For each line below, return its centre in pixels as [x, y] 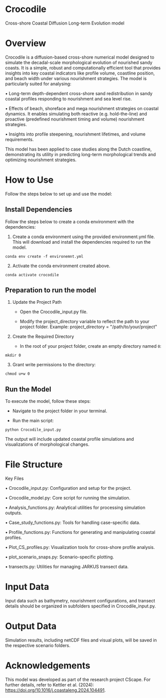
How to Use [29, 180]
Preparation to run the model [51, 290]
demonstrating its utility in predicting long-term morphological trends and [81, 154]
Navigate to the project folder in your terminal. [60, 411]
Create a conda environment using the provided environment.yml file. [84, 237]
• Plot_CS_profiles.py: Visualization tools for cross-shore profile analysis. [80, 547]
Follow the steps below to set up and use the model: [59, 194]
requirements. [19, 139]
